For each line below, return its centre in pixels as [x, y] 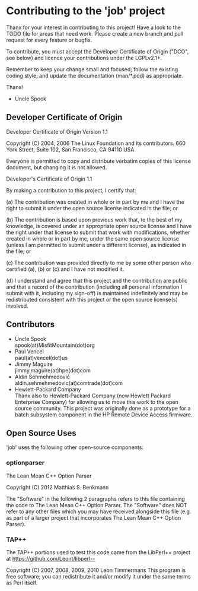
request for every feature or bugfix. [49, 40]
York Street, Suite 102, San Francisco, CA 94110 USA [70, 149]
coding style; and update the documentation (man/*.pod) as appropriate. [95, 75]
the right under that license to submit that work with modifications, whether [98, 232]
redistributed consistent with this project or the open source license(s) [92, 299]
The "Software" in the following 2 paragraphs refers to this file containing [96, 499]
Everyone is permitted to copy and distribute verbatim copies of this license [99, 161]
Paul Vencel [29, 351]
